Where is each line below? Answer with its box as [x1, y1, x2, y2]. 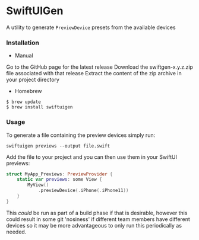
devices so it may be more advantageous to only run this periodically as [6, 222, 182, 229]
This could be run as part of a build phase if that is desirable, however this [6, 209, 188, 216]
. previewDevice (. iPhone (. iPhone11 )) [37, 188, 129, 194]
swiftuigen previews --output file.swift [6, 143, 110, 149]
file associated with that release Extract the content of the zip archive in [6, 70, 182, 77]
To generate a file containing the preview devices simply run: [6, 132, 156, 139]
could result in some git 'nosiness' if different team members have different [6, 215, 190, 223]
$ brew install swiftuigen [6, 104, 73, 110]
